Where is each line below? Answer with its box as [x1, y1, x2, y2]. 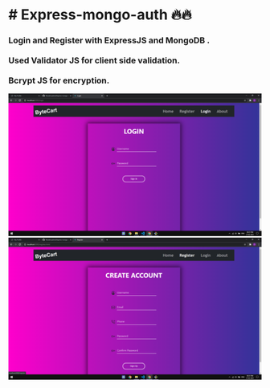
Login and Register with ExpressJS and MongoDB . [8, 35, 211, 46]
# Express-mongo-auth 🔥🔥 [8, 6, 192, 24]
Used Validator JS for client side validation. [8, 55, 181, 66]
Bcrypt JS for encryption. [8, 75, 110, 86]
